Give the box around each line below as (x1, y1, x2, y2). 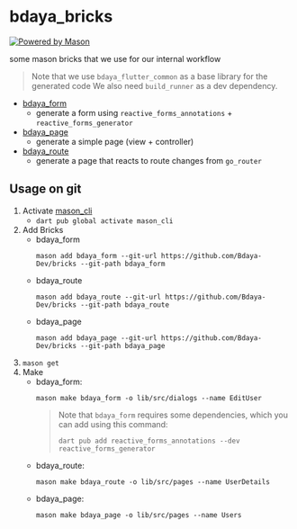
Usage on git (9, 182, 82, 197)
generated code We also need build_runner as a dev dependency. (31, 80, 278, 91)
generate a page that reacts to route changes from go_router (35, 155, 263, 166)
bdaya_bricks (9, 6, 113, 27)
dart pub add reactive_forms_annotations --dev (58, 436, 240, 445)
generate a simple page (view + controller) (35, 136, 194, 147)
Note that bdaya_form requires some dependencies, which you (58, 409, 289, 420)
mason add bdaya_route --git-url (35, 292, 162, 301)
